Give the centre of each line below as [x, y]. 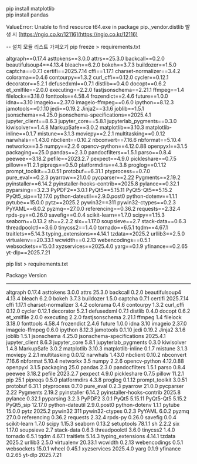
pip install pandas [27, 15]
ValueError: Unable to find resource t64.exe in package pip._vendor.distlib [95, 27]
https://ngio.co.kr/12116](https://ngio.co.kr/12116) [79, 34]
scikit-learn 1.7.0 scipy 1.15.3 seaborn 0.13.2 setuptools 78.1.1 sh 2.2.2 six [93, 424]
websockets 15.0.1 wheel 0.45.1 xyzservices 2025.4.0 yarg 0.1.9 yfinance [94, 449]
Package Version [26, 275]
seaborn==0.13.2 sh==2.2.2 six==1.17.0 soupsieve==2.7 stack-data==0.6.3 [96, 221]
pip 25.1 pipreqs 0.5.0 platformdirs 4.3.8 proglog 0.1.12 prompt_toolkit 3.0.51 [97, 380]
